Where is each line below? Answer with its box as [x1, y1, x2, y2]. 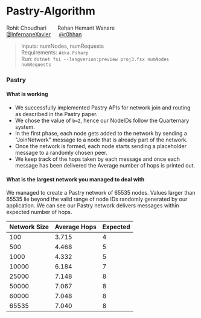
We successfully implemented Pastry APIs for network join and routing [14, 104, 191, 111]
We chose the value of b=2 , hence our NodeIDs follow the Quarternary [14, 117, 190, 125]
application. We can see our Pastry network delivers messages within [6, 202, 179, 209]
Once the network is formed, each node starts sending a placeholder [14, 143, 187, 150]
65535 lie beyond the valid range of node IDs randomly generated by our [6, 195, 188, 203]
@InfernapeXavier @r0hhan [6, 30, 82, 37]
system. [14, 123, 35, 131]
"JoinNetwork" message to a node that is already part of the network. [14, 136, 188, 143]
